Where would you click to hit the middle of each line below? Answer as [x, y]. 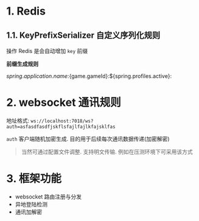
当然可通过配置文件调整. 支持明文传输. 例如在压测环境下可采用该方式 [107, 152]
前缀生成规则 [22, 64]
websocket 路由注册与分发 [48, 197]
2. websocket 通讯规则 [64, 103]
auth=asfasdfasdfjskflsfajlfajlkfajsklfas [61, 127]
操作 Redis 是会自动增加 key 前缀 [47, 51]
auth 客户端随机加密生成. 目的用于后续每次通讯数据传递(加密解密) [88, 139]
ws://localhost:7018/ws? [62, 121]
